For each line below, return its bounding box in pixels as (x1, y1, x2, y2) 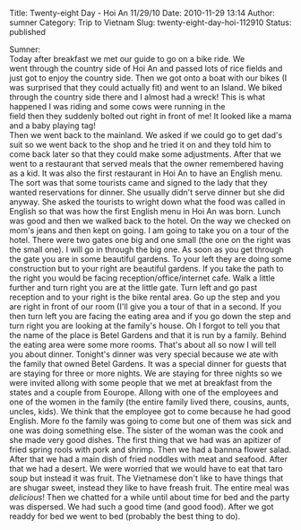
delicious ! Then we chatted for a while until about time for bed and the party (9, 492, 290, 502)
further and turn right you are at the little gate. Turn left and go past (9, 282, 258, 292)
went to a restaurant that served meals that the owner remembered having (9, 159, 284, 169)
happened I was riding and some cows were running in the (9, 101, 226, 111)
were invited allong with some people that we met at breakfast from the (9, 378, 273, 388)
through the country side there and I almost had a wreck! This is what (9, 91, 266, 102)
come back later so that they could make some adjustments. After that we (9, 149, 282, 160)
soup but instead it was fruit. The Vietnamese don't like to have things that (9, 473, 284, 483)
